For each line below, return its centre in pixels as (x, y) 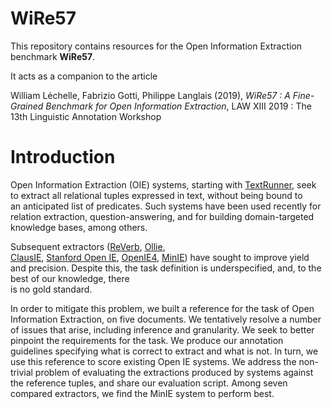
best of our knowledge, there (70, 278)
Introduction (63, 157)
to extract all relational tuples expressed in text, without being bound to (156, 195)
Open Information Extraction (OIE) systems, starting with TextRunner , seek (163, 184)
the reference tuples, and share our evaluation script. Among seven (149, 383)
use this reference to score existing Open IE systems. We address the (153, 361)
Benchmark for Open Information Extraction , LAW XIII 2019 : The (178, 106)
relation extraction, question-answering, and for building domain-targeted (162, 216)
